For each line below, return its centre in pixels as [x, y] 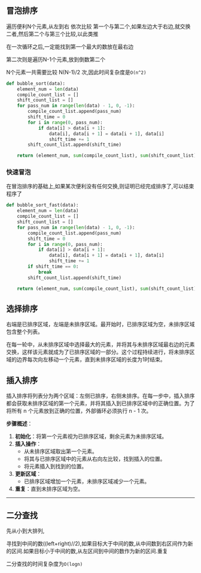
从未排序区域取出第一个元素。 [60, 451]
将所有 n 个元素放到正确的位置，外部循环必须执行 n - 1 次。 [79, 411]
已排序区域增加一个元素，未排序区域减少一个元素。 [87, 481]
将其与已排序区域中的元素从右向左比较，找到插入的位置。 [95, 459]
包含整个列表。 [25, 332]
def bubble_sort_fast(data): [42, 205]
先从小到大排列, [25, 531]
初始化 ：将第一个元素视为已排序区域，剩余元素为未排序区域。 [91, 436]
